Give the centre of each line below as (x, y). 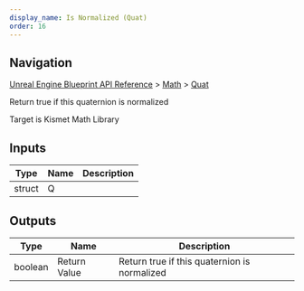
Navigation (41, 63)
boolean (31, 267)
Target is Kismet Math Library (64, 119)
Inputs (28, 148)
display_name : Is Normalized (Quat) (78, 18)
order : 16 (28, 26)
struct (26, 189)
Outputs (33, 221)
